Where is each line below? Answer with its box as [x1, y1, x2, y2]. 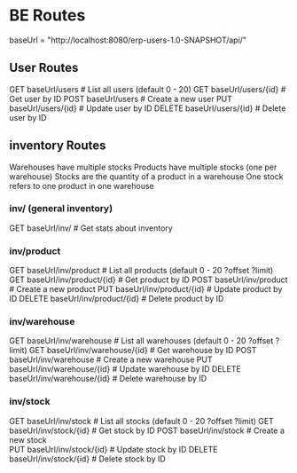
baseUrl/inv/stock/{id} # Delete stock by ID [9, 453, 166, 464]
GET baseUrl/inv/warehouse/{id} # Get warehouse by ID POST [29, 345, 257, 356]
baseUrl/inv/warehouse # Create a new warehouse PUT [9, 354, 213, 365]
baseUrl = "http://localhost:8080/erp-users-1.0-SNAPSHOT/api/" [9, 35, 246, 45]
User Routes [9, 60, 79, 75]
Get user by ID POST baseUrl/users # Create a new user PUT [9, 93, 233, 104]
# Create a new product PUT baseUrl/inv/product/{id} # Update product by [9, 284, 283, 295]
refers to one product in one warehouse [9, 180, 155, 191]
